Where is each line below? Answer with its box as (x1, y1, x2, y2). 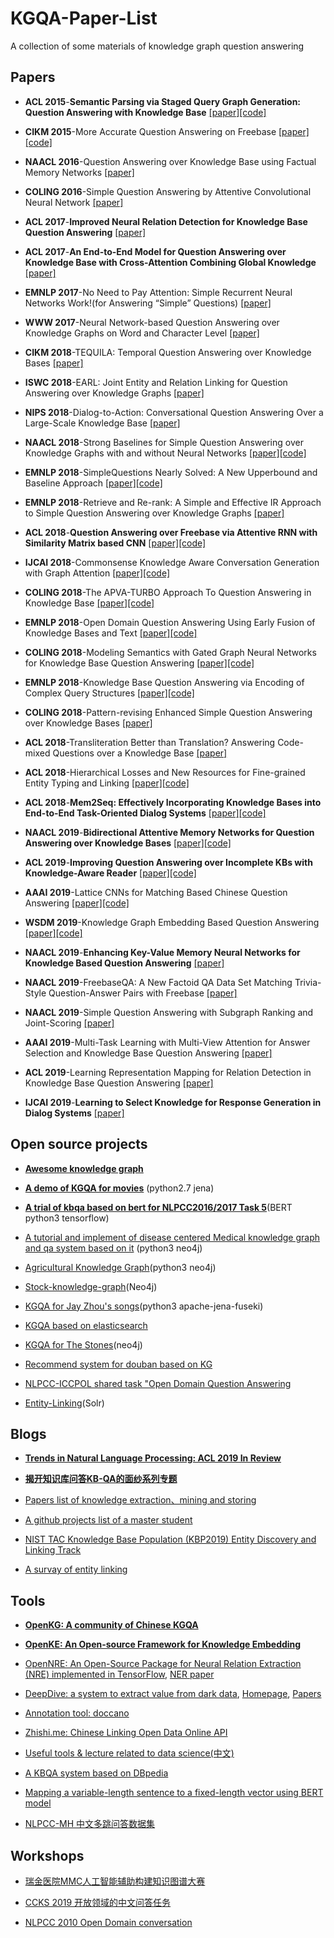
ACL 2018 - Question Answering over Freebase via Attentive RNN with (24, 526, 318, 538)
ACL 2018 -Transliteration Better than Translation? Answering (24, 736, 276, 748)
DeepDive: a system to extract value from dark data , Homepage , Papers (24, 1688, 322, 1700)
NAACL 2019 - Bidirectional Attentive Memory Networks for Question (24, 826, 315, 838)
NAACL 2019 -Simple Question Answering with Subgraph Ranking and (24, 1006, 314, 1018)
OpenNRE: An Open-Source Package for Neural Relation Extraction (24, 1658, 302, 1670)
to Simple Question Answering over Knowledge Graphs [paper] (24, 507, 285, 519)
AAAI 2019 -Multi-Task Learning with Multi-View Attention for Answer (24, 1036, 311, 1048)
